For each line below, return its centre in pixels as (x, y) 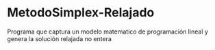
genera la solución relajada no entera (59, 38)
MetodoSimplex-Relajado (81, 13)
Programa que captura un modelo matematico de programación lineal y (108, 32)
